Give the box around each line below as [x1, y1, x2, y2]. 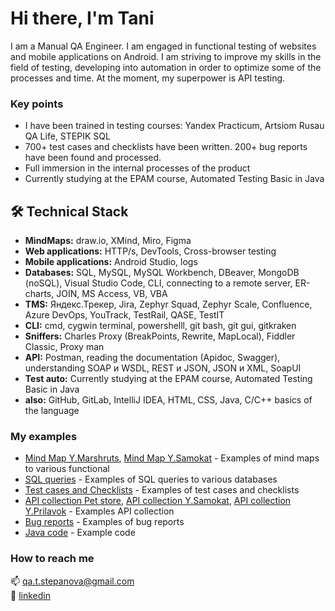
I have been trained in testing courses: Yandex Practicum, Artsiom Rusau [24, 120, 325, 132]
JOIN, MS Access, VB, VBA [56, 288, 168, 300]
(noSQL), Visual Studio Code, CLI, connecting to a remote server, [24, 277, 293, 289]
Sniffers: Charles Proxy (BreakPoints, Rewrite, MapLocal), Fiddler [24, 330, 296, 342]
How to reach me [10, 552, 95, 566]
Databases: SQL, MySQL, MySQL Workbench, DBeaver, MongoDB [24, 267, 300, 279]
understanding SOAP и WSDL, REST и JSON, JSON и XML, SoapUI [24, 362, 302, 374]
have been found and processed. [24, 152, 162, 164]
